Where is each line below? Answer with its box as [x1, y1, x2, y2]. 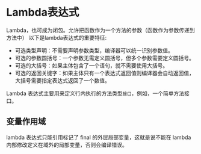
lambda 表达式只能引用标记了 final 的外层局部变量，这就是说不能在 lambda [6, 134, 191, 141]
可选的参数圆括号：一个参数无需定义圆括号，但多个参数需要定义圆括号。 [14, 54, 194, 61]
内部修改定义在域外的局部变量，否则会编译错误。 [6, 141, 128, 148]
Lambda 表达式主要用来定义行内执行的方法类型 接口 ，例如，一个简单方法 [6, 90, 185, 97]
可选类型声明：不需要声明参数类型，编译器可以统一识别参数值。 [14, 46, 173, 54]
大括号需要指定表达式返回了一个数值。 [14, 76, 110, 84]
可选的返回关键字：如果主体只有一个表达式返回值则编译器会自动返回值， [14, 69, 194, 76]
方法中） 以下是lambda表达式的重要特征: [6, 34, 107, 41]
